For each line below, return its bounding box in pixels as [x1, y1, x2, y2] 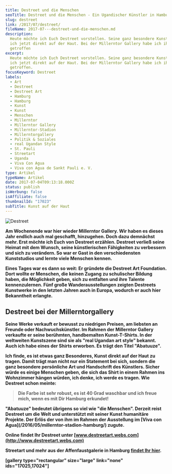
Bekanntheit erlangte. [5, 292, 53, 299]
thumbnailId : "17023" [5, 199, 52, 204]
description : [5, 31, 33, 37]
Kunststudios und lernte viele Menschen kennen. [5, 255, 113, 261]
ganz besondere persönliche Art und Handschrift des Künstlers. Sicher [5, 364, 160, 370]
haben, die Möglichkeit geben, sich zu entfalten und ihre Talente [5, 276, 145, 282]
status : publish [5, 185, 40, 190]
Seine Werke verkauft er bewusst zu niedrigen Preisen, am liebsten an [5, 321, 158, 327]
